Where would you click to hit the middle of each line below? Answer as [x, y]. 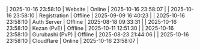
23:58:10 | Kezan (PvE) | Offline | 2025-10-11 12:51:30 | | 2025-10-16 [90, 28]
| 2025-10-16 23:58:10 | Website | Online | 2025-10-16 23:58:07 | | [88, 9]
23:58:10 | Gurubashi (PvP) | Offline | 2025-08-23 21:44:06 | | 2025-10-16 [98, 35]
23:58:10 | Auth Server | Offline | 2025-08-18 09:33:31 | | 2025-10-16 [92, 22]
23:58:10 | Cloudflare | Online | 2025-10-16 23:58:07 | [73, 41]
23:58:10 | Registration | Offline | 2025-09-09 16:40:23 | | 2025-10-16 [99, 15]
